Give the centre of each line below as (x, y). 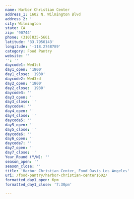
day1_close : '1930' (25, 74)
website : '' (17, 56)
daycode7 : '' (19, 143)
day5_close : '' (21, 129)
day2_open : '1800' (24, 83)
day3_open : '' (20, 97)
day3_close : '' (21, 102)
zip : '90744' (19, 33)
